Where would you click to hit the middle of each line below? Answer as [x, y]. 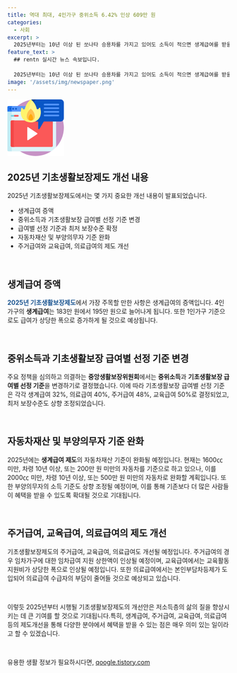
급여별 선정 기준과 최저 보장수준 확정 [67, 228]
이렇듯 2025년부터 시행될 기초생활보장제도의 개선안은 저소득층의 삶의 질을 [109, 607]
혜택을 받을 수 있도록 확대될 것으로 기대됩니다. [78, 495]
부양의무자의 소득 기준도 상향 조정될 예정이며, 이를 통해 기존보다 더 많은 [112, 486]
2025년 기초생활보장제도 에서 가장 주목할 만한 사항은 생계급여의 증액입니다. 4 [113, 303]
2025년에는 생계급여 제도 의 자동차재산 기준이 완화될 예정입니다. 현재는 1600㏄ [115, 460]
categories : [25, 22]
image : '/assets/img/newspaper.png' [61, 82]
